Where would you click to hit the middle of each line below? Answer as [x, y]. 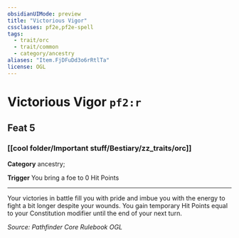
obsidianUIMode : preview [44, 14]
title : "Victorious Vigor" [47, 21]
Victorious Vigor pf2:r [75, 102]
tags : [15, 34]
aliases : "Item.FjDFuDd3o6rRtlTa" [59, 60]
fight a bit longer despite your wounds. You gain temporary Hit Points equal [118, 205]
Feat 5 [21, 128]
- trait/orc [32, 40]
